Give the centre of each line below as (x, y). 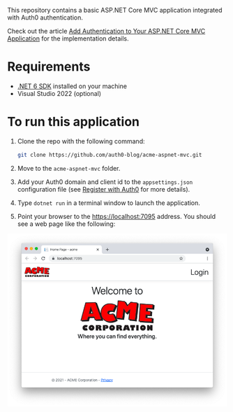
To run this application (74, 122)
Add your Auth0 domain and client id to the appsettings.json (105, 182)
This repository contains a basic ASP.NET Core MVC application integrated (115, 10)
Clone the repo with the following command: (81, 141)
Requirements (49, 67)
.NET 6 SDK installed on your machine (72, 86)
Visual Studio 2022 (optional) (59, 93)
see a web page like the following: (66, 224)
